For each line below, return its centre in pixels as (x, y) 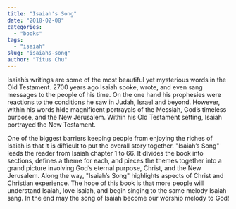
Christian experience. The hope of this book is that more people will (106, 183)
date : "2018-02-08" (36, 20)
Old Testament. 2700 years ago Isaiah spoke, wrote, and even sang (105, 87)
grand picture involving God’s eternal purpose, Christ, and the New (105, 168)
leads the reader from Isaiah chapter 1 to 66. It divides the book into (105, 153)
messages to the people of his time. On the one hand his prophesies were (114, 94)
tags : (15, 40)
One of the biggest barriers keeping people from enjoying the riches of (110, 138)
